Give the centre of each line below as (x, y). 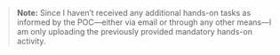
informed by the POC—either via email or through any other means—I (144, 22)
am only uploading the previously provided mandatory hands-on (134, 31)
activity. (31, 41)
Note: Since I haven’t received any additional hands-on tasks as (134, 13)
